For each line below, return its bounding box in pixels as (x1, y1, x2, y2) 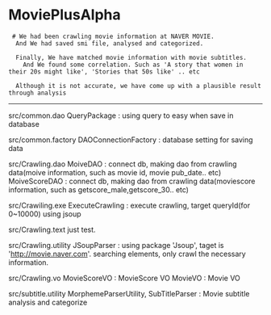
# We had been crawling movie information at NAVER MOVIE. (11, 32, 215, 40)
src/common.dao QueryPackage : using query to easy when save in (8, 111, 234, 120)
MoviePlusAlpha (8, 6, 121, 24)
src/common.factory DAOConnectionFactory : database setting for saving (8, 135, 253, 145)
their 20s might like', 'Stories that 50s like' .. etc (8, 67, 200, 76)
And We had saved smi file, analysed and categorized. (15, 39, 204, 48)
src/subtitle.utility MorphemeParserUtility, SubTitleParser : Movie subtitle (8, 288, 250, 298)
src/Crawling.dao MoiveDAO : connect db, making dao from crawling (8, 159, 237, 169)
